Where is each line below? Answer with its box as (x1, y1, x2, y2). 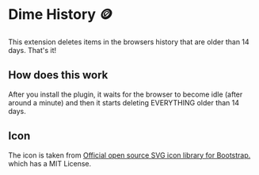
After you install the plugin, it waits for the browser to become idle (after (8, 89, 243, 99)
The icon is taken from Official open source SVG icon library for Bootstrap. (8, 150, 251, 160)
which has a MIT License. (8, 158, 92, 168)
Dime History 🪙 (8, 6, 113, 24)
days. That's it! (8, 45, 57, 55)
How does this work (8, 68, 109, 82)
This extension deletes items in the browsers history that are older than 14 (8, 36, 249, 47)
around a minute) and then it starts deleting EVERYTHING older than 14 (8, 97, 240, 107)
